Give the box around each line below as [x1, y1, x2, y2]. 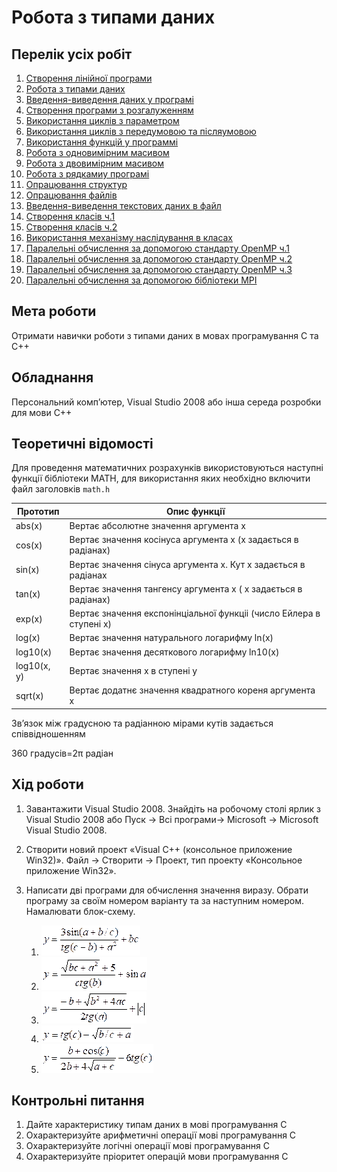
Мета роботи [11, 303, 97, 320]
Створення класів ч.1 [25, 211, 116, 222]
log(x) [15, 632, 41, 644]
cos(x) [15, 539, 43, 551]
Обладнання [11, 369, 94, 386]
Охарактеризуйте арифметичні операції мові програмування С [25, 1129, 297, 1141]
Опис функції [165, 505, 226, 517]
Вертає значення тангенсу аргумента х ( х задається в [69, 582, 303, 595]
